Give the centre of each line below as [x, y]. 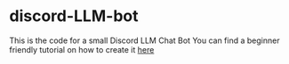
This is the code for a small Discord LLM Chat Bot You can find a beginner [144, 40]
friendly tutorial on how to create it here [82, 49]
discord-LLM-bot [74, 16]
